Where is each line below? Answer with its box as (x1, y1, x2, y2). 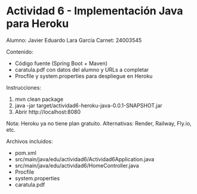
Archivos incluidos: (6, 137, 53, 144)
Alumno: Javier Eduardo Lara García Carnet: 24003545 (6, 36, 142, 44)
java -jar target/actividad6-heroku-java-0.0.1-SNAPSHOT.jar (14, 101, 162, 109)
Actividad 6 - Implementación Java (6, 4, 183, 18)
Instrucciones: (6, 84, 42, 91)
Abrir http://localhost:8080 (14, 108, 81, 115)
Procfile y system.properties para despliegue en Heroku (14, 72, 153, 79)
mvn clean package (14, 96, 64, 103)
